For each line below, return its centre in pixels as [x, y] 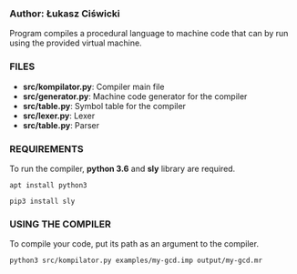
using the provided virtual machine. [76, 43]
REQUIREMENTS [46, 148]
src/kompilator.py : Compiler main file [93, 86]
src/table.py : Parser [61, 125]
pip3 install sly [42, 201]
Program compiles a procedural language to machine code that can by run [149, 34]
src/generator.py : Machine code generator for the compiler [135, 96]
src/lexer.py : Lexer [59, 116]
